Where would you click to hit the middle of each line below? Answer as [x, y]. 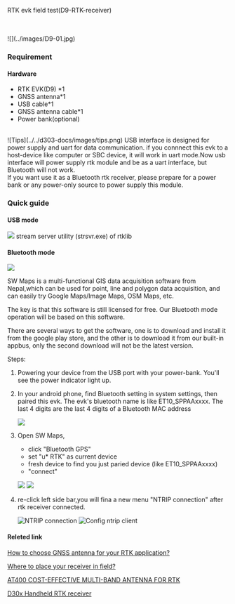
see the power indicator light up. [64, 380]
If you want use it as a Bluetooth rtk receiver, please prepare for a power [112, 178]
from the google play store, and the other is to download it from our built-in [116, 338]
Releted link [25, 537]
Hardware [22, 74]
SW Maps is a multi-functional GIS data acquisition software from [102, 281]
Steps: [16, 359]
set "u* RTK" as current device [73, 457]
